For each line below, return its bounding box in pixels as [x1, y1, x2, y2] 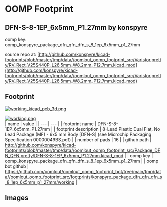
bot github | [5, 163, 29, 169]
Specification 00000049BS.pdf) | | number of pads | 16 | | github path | [5, 136, 152, 143]
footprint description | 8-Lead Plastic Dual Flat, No [56, 126, 160, 132]
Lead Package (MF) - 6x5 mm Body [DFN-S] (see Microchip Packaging [5, 131, 152, 137]
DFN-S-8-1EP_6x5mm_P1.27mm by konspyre [5, 23, 148, 32]
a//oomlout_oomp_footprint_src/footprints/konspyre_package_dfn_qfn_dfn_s [5, 174, 162, 180]
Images [5, 194, 29, 202]
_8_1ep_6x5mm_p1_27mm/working [5, 179, 75, 185]
